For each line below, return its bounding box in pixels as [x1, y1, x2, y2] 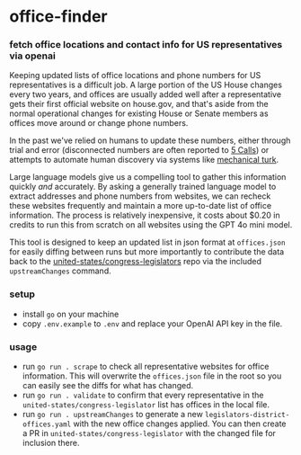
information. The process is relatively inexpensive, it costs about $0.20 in [9, 210, 280, 221]
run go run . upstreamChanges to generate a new [22, 409, 204, 420]
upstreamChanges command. [9, 265, 111, 276]
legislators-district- [205, 411, 290, 420]
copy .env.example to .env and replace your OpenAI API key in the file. [22, 317, 283, 329]
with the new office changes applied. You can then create [73, 418, 287, 429]
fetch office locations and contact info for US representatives [9, 39, 283, 51]
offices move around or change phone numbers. [9, 118, 189, 129]
